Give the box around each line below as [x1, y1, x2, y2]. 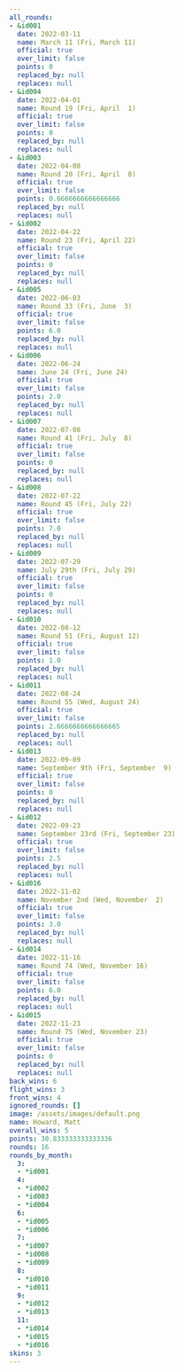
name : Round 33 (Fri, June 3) [17, 302, 133, 310]
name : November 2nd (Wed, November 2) [17, 895, 164, 905]
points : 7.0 [17, 524, 62, 533]
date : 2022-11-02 [17, 887, 81, 896]
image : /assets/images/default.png [9, 1109, 141, 1118]
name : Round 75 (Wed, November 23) [17, 1027, 149, 1036]
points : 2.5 [17, 854, 62, 863]
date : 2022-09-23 [17, 821, 81, 830]
